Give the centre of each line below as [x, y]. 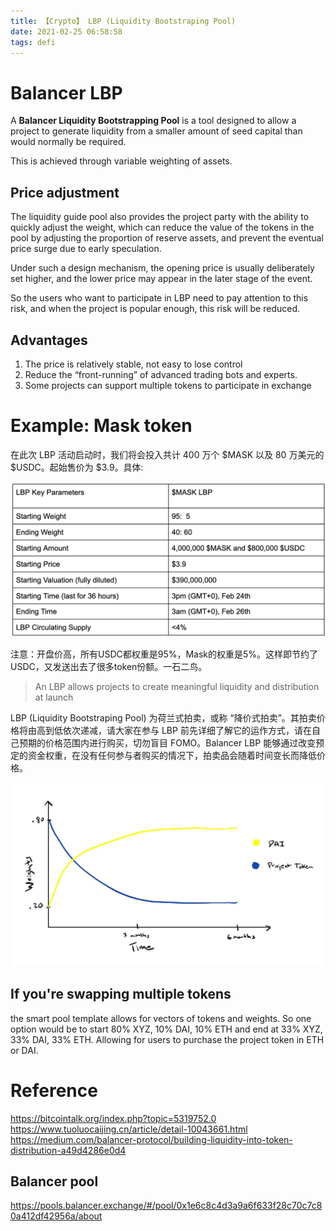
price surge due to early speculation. [86, 249]
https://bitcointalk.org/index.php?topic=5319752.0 [113, 1118]
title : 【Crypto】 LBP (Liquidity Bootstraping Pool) [123, 21]
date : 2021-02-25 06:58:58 [66, 31]
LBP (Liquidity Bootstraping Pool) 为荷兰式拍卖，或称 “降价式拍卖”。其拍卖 [163, 717]
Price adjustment [65, 192]
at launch [54, 697]
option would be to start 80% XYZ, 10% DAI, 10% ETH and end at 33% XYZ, [166, 1029]
